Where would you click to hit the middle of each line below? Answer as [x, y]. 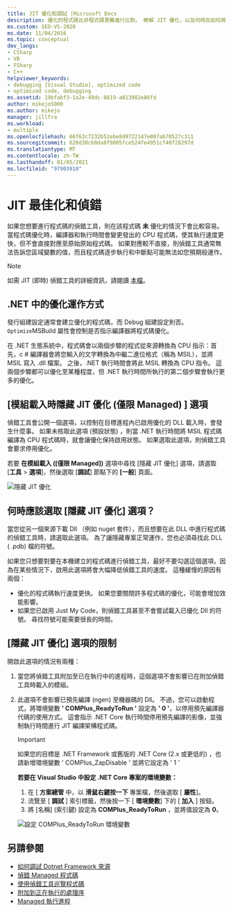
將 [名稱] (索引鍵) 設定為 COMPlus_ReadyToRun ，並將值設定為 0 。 [125, 809]
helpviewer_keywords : [38, 78]
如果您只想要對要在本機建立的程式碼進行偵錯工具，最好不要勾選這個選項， [113, 561]
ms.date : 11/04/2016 [37, 33]
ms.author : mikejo [34, 111]
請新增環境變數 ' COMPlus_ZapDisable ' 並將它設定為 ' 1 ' [98, 763]
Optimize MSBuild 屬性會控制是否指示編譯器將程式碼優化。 [90, 331]
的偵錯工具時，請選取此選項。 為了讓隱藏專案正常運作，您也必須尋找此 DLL [115, 537]
